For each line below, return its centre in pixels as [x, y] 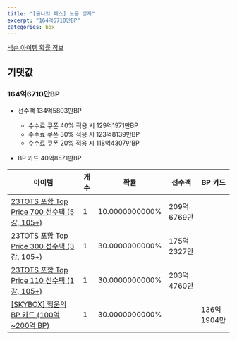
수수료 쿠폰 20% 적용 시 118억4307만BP [84, 143]
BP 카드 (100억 [35, 315]
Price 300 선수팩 [38, 246]
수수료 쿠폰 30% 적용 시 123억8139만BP [84, 134]
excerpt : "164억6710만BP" [44, 20]
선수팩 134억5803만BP [50, 111]
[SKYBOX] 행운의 [39, 305]
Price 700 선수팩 [38, 212]
